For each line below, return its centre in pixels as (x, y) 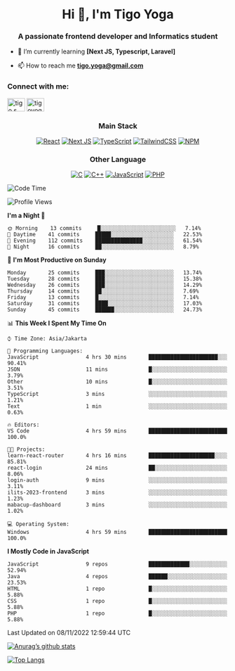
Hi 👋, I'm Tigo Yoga (118, 14)
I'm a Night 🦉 (26, 216)
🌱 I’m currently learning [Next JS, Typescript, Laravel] (96, 51)
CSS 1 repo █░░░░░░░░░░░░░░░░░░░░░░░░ (117, 601)
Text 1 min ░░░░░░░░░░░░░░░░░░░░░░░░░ (117, 407)
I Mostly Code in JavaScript (48, 551)
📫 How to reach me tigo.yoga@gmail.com (80, 65)
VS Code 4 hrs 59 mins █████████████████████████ (117, 431)
